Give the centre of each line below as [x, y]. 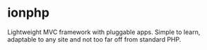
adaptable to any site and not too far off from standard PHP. [94, 39]
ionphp [28, 13]
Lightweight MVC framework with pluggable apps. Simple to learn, [104, 32]
